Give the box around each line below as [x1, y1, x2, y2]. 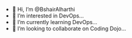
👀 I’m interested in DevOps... [12, 12, 84, 19]
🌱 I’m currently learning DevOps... [12, 19, 98, 25]
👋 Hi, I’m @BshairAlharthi [12, 6, 75, 13]
